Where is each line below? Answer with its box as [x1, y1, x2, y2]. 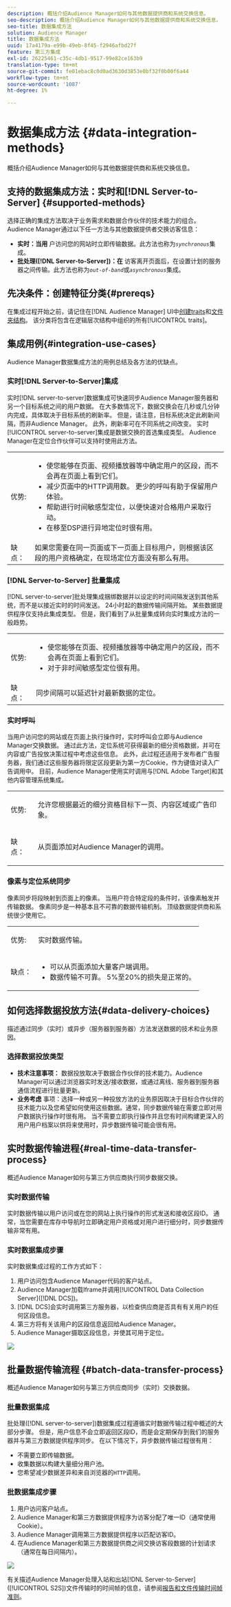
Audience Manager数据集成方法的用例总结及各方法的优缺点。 [7, 357, 182, 366]
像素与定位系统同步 [7, 877, 71, 887]
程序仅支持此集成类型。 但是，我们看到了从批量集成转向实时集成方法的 [12, 610, 214, 618]
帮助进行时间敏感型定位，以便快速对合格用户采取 [46, 502, 205, 511]
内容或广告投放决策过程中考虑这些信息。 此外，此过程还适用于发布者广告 [7, 750, 214, 758]
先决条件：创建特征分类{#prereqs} [7, 288, 155, 299]
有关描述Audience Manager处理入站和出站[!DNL [7, 1575, 144, 1584]
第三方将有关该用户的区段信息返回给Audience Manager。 [16, 1320, 180, 1328]
